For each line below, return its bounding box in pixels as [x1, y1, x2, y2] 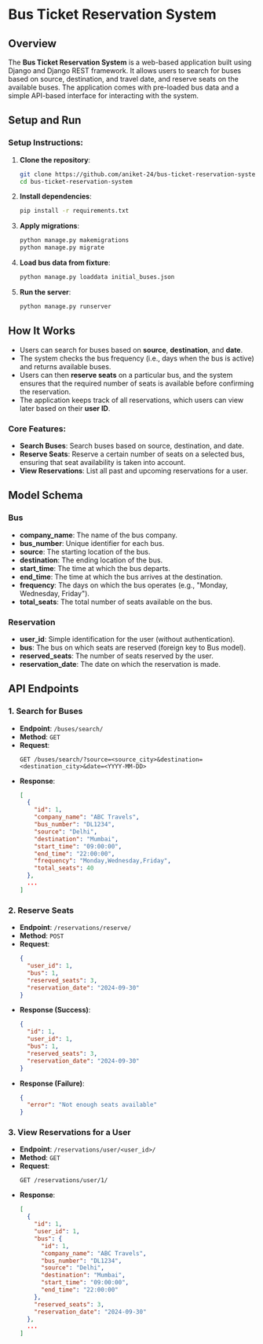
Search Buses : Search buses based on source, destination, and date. [19, 441, 245, 450]
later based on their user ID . [19, 403, 111, 413]
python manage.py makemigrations [19, 236, 130, 244]
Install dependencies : [19, 192, 92, 201]
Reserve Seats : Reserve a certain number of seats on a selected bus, [19, 449, 245, 459]
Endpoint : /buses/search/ [19, 723, 104, 733]
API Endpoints [8, 682, 79, 696]
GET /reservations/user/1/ [19, 1177, 108, 1185]
